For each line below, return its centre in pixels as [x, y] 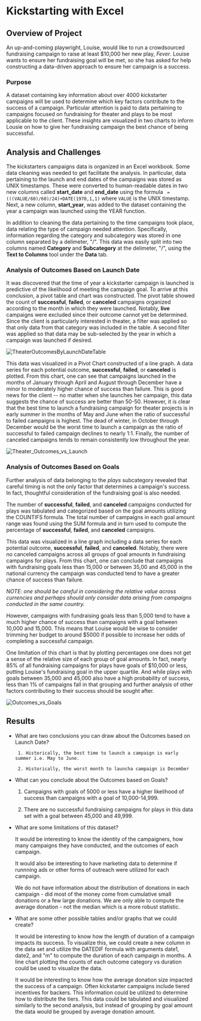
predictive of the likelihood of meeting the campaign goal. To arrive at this [97, 289]
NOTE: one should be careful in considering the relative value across [91, 591]
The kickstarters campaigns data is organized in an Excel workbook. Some [98, 166]
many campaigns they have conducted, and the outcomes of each [96, 845]
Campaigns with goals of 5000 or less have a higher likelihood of [104, 791]
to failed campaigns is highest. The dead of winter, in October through [93, 421]
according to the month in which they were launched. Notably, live [88, 308]
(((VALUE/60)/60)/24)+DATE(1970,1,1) [53, 199]
